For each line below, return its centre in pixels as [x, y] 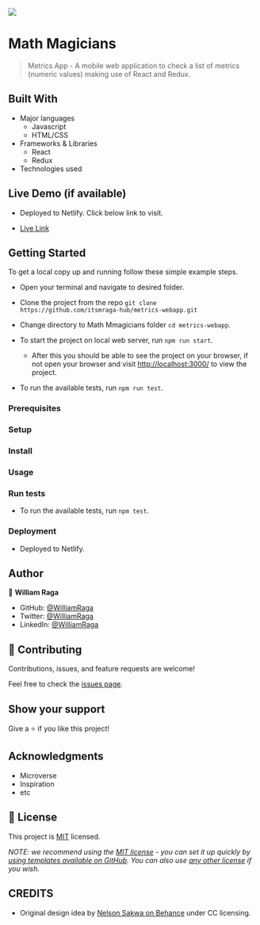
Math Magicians [62, 44]
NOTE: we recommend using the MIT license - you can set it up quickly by [130, 851]
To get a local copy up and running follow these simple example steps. [123, 272]
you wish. [24, 869]
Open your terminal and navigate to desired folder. [102, 287]
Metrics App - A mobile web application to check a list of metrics [134, 65]
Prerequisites [34, 408]
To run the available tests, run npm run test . [92, 388]
